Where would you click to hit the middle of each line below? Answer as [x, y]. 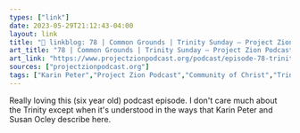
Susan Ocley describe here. [60, 119]
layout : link [33, 34]
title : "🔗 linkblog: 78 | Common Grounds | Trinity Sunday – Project [142, 42]
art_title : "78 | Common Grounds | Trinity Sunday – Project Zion [135, 51]
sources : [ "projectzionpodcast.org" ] [79, 67]
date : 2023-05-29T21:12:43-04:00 [71, 26]
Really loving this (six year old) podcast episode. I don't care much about [143, 100]
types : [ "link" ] [39, 17]
